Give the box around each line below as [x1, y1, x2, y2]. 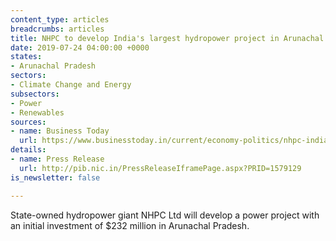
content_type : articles [10, 14, 110, 25]
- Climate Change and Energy [10, 80, 132, 90]
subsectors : [10, 89, 60, 99]
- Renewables [10, 107, 65, 118]
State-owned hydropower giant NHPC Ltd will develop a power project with [10, 209, 320, 221]
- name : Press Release [10, 154, 105, 164]
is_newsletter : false [10, 172, 101, 183]
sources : [10, 117, 47, 127]
